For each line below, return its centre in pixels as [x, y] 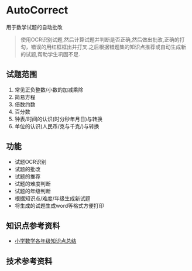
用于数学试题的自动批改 [34, 27]
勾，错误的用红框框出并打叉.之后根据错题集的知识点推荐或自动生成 [101, 47]
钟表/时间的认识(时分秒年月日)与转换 [59, 119]
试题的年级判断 [32, 191]
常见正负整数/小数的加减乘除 [49, 90]
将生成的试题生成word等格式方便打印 [59, 205]
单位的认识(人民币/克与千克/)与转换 [57, 126]
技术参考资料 [29, 261]
